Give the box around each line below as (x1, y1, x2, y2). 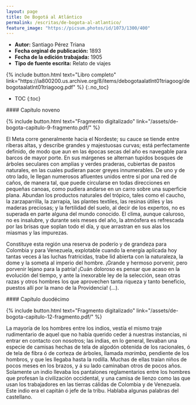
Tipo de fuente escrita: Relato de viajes (14, 60, 111, 67)
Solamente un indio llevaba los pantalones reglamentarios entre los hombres (6, 369, 191, 376)
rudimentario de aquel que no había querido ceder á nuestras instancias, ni (6, 331, 187, 338)
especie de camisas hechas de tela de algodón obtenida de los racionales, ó (6, 343, 190, 350)
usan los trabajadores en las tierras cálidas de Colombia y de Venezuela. (6, 381, 181, 388)
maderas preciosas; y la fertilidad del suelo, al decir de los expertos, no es (6, 204, 185, 212)
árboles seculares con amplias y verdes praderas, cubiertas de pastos (6, 160, 176, 168)
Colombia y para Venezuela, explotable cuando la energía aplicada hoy (6, 247, 177, 254)
